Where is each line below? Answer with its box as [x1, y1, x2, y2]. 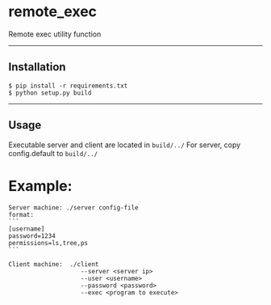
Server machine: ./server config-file [8, 203, 139, 212]
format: [8, 210, 35, 218]
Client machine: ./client [8, 260, 99, 269]
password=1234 [8, 231, 56, 240]
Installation [8, 60, 66, 74]
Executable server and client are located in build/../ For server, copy [8, 140, 241, 150]
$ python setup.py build [8, 88, 92, 97]
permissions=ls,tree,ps [8, 239, 89, 247]
